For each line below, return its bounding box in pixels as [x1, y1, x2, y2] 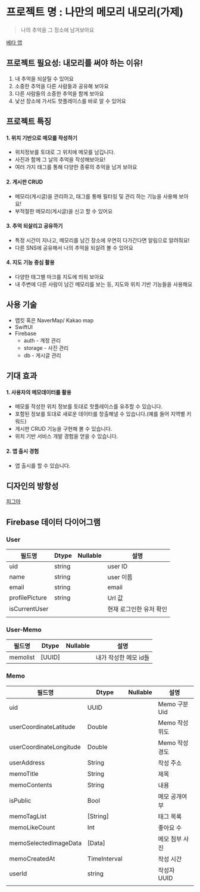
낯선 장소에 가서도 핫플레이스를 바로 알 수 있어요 [14, 97, 126, 104]
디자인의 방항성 [6, 481, 59, 491]
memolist [9, 653, 35, 661]
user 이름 [107, 573, 133, 582]
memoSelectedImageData [9, 838, 82, 847]
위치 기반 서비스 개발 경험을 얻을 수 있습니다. [14, 433, 118, 440]
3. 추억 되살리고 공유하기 [6, 222, 63, 229]
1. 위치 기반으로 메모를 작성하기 [6, 134, 77, 141]
